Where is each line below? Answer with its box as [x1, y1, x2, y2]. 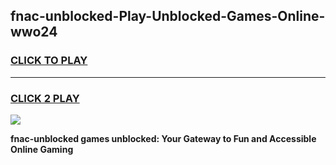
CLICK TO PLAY [10, 54, 88, 68]
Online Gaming [10, 143, 74, 155]
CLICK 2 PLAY [10, 91, 80, 105]
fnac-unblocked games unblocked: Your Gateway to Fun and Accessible [10, 132, 317, 144]
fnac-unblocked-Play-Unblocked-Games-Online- [10, 8, 326, 25]
